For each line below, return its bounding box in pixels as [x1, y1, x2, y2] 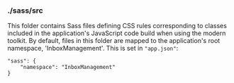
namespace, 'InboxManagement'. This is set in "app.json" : [7, 44, 179, 53]
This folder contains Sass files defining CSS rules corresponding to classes [7, 22, 227, 30]
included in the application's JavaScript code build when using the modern [7, 29, 226, 37]
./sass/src [7, 6, 44, 15]
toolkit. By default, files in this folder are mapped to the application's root [7, 37, 221, 45]
